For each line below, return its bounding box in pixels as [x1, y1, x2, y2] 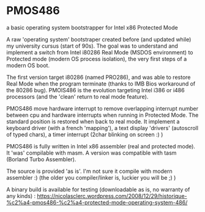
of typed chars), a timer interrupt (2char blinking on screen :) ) [6, 131, 163, 138]
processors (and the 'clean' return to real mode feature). [6, 93, 149, 100]
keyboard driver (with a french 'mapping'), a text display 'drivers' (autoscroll [6, 124, 199, 131]
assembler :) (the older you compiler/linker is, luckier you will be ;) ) [6, 174, 176, 181]
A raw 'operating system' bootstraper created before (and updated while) [6, 35, 192, 43]
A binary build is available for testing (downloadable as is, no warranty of [6, 186, 190, 193]
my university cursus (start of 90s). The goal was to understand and [6, 42, 179, 49]
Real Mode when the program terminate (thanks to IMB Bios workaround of [6, 80, 196, 87]
